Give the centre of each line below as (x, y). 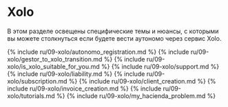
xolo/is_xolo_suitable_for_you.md (53, 66)
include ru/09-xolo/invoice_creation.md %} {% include (84, 88)
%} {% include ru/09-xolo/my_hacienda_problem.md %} (136, 96)
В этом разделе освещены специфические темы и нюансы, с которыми (113, 31)
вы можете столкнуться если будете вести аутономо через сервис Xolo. (114, 38)
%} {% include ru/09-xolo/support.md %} (160, 66)
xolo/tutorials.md (31, 96)
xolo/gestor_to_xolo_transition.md (55, 59)
